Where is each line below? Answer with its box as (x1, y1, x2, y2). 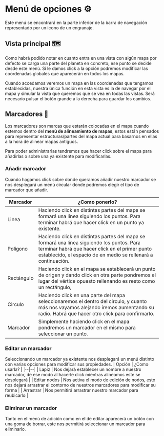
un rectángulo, (38, 284, 72, 291)
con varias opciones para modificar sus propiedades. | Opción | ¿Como (5, 361, 149, 367)
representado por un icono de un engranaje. (5, 24, 94, 30)
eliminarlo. (5, 426, 26, 432)
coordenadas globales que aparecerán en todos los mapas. (5, 70, 125, 76)
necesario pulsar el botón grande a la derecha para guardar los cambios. (5, 95, 152, 101)
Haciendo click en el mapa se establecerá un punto (38, 265, 156, 272)
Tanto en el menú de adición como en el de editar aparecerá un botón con (5, 416, 154, 422)
